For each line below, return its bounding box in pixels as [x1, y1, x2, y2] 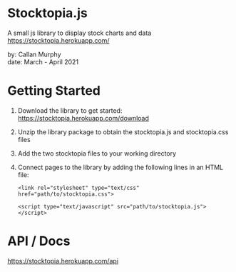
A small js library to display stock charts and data [7, 29, 152, 37]
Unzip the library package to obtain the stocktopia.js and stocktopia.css [17, 127, 229, 136]
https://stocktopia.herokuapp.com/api [7, 256, 119, 265]
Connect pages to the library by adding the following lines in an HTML [17, 163, 223, 171]
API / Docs [7, 233, 71, 249]
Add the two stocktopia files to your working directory [17, 148, 177, 158]
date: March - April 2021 [7, 57, 79, 66]
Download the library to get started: [17, 106, 123, 115]
